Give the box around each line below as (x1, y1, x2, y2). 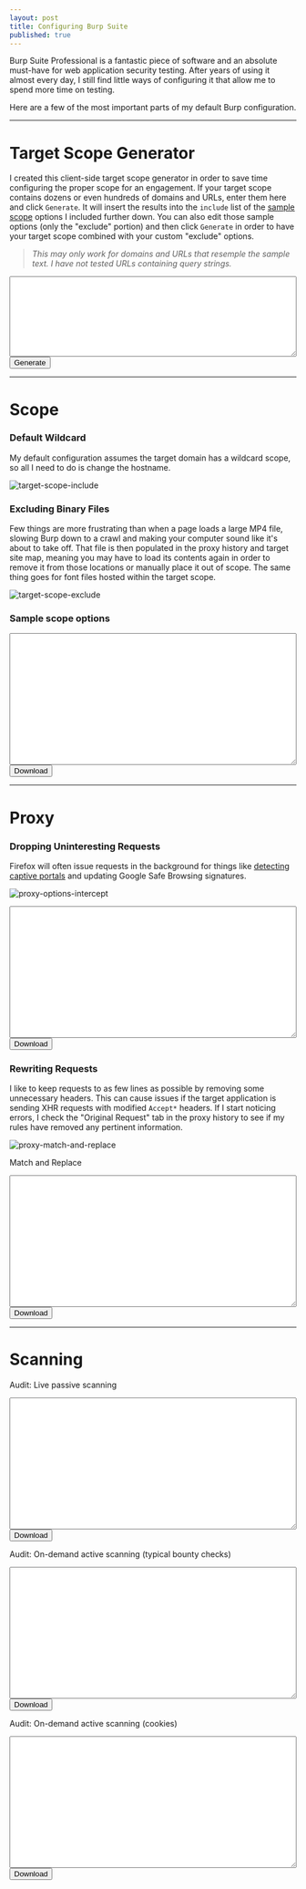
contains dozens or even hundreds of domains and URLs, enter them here (9, 192, 287, 203)
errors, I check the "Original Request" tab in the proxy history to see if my (9, 1112, 285, 1123)
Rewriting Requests (9, 1062, 98, 1074)
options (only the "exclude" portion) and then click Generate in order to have (9, 221, 294, 233)
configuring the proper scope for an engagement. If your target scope (9, 182, 272, 193)
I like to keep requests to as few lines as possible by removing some (9, 1083, 265, 1095)
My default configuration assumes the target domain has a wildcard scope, (9, 452, 291, 463)
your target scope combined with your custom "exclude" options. (9, 231, 255, 242)
